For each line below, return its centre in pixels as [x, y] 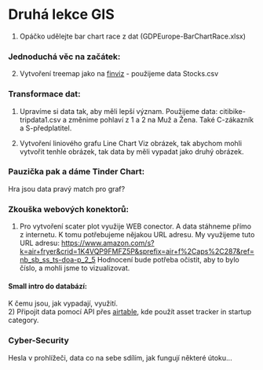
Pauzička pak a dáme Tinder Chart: [77, 172]
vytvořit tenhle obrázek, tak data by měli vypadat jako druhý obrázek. [131, 152]
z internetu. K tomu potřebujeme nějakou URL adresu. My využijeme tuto [137, 235]
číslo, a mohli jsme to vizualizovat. [75, 268]
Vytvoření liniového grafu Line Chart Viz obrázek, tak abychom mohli [130, 143]
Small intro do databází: [48, 286]
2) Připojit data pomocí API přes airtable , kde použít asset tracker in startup [130, 312]
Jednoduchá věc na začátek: [64, 57]
